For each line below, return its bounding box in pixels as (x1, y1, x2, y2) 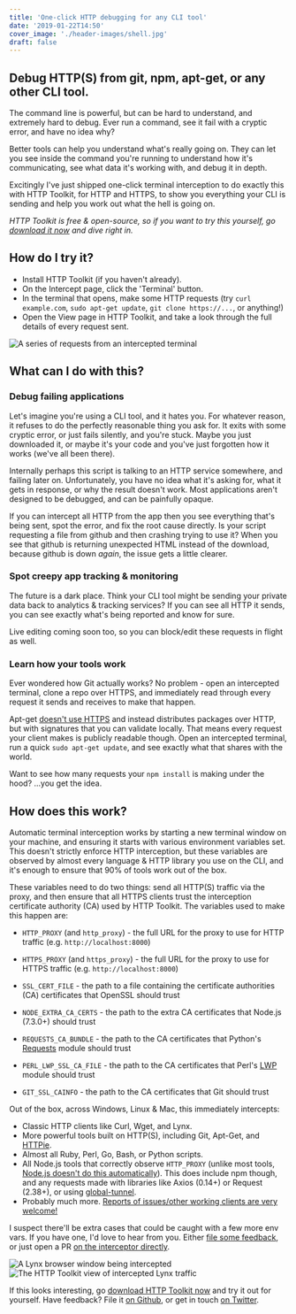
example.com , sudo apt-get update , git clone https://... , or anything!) (21, 302, 285, 312)
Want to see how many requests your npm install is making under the (9, 769, 265, 780)
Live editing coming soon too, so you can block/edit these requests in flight (9, 626, 284, 637)
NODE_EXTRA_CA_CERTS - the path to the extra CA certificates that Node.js (21, 1006, 283, 1018)
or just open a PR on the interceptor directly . (9, 1241, 171, 1252)
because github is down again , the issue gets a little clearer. (9, 548, 228, 558)
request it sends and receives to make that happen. (9, 696, 196, 708)
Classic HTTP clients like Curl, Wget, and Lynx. (21, 1120, 193, 1131)
